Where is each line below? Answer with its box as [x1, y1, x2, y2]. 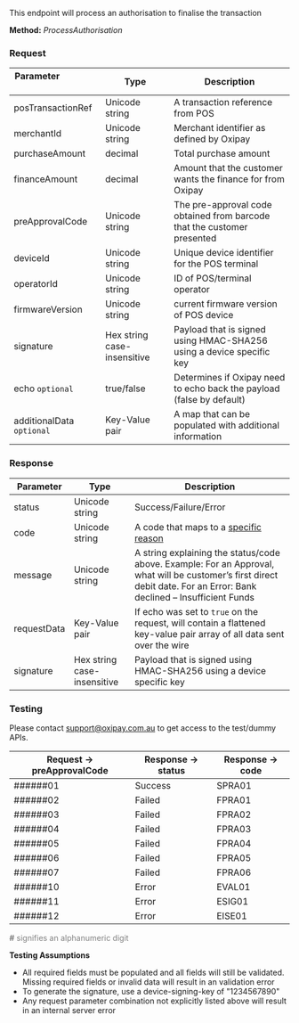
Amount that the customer [173, 162, 283, 175]
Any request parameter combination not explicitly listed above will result [21, 995, 287, 1006]
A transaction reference [173, 96, 273, 109]
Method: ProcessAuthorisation [9, 25, 123, 35]
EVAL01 [216, 880, 251, 893]
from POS [173, 107, 215, 119]
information [173, 430, 222, 443]
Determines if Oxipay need [173, 372, 286, 384]
